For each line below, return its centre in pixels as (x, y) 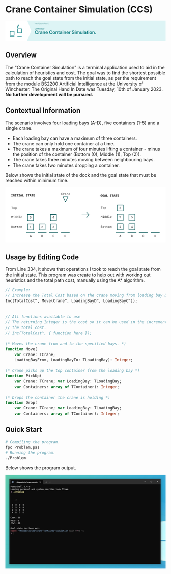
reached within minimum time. (37, 180)
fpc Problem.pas (22, 447)
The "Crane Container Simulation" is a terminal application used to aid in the (85, 67)
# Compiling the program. (33, 442)
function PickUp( (24, 376)
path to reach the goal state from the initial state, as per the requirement (81, 78)
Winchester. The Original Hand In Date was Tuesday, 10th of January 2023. (84, 89)
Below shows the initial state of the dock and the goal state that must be (81, 175)
